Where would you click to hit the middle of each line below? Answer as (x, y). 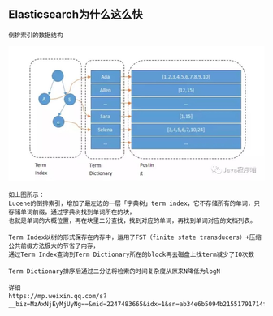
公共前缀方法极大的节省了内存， (54, 246)
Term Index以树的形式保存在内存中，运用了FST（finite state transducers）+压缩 (135, 237)
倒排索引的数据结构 (36, 35)
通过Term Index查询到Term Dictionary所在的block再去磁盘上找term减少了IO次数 (131, 255)
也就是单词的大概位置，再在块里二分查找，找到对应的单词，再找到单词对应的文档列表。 (132, 221)
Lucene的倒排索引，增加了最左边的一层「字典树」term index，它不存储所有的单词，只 (134, 204)
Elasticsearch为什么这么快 (76, 15)
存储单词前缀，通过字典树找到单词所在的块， (72, 212)
